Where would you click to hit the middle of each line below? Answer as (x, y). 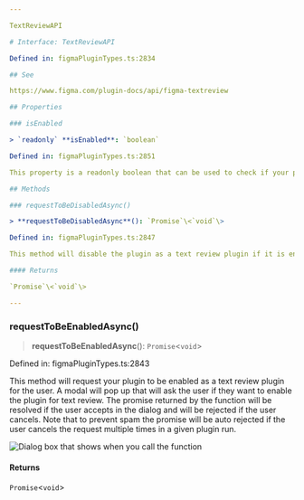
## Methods (30, 189)
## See (22, 75)
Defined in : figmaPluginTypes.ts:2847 (82, 238)
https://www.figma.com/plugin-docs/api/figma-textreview (119, 91)
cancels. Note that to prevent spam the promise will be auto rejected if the (147, 419)
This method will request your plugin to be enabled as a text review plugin (147, 381)
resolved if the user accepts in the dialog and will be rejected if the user (143, 410)
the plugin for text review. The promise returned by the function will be (141, 400)
